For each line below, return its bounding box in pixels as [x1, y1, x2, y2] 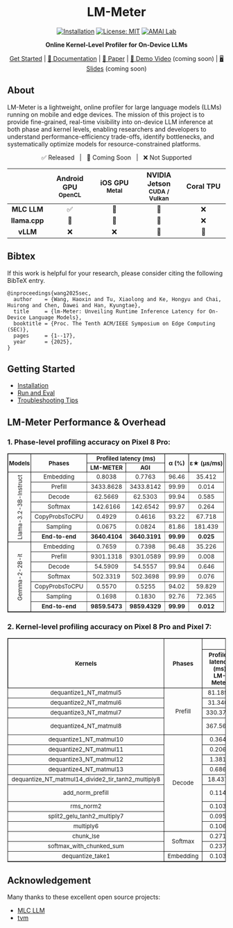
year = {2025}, [13, 338, 73, 345]
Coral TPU [186, 181, 221, 191]
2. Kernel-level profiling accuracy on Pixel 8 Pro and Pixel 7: [7, 621, 212, 631]
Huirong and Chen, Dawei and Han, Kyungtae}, [7, 302, 141, 309]
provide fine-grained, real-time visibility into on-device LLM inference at [7, 117, 214, 126]
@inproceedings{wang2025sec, [7, 289, 92, 297]
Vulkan [148, 194, 169, 202]
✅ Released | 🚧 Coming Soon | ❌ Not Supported [41, 153, 192, 162]
